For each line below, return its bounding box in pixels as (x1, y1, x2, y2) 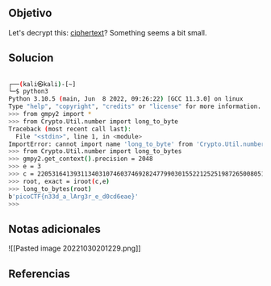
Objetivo (8, 6, 52, 20)
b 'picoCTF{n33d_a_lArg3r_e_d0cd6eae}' (8, 193, 139, 201)
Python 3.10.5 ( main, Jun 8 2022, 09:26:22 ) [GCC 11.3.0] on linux (8, 95, 244, 103)
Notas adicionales (8, 222, 101, 236)
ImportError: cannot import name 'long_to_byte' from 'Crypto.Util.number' (8, 140, 269, 148)
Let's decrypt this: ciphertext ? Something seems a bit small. (8, 27, 207, 37)
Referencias (8, 267, 71, 280)
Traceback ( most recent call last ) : (8, 125, 131, 133)
